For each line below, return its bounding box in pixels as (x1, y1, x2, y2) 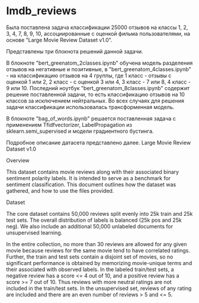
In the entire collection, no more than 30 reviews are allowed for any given (6, 240, 187, 247)
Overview (6, 157, 30, 164)
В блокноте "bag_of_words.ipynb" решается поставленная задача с (6, 114, 176, 122)
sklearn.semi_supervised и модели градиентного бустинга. (6, 127, 154, 135)
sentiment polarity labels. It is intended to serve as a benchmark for (6, 174, 171, 181)
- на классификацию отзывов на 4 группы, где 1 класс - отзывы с (6, 72, 172, 79)
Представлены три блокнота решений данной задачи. (6, 47, 143, 55)
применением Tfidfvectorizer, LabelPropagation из (6, 121, 132, 128)
